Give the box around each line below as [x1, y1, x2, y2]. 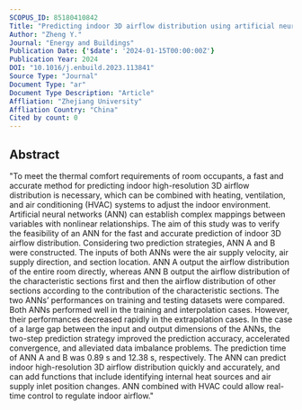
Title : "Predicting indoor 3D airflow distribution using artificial [9, 22, 276, 31]
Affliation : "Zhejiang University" [9, 96, 143, 106]
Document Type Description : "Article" [9, 88, 155, 97]
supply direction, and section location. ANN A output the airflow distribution [9, 256, 289, 267]
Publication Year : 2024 [9, 55, 99, 64]
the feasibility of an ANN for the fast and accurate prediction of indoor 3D [9, 227, 281, 238]
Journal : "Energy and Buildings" [9, 38, 135, 48]
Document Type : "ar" [9, 80, 87, 89]
